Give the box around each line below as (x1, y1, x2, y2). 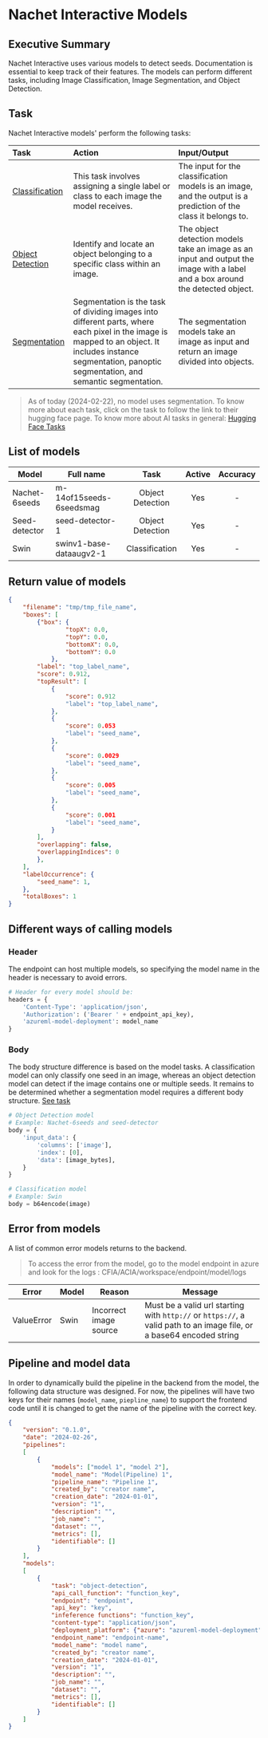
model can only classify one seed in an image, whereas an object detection (8, 1070, 256, 1080)
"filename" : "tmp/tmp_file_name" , (22, 604, 137, 612)
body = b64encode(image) (8, 1200, 91, 1208)
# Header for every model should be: (8, 987, 134, 996)
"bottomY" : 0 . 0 (65, 648, 116, 656)
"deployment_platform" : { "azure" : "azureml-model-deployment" (50, 1626, 262, 1634)
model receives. (73, 200, 133, 211)
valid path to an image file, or (144, 1319, 254, 1330)
